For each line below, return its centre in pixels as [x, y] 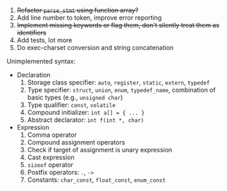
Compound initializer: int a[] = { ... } [86, 112]
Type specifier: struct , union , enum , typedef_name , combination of [121, 90]
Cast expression [51, 157]
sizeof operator [50, 165]
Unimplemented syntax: [41, 61]
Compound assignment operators [76, 142]
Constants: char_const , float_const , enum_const [97, 180]
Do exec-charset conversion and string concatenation [95, 48]
